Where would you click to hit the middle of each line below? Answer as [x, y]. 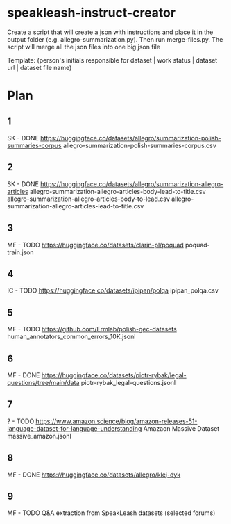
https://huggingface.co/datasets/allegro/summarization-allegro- [132, 184]
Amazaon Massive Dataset [181, 428]
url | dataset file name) [40, 67]
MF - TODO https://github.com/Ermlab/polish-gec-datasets [92, 329]
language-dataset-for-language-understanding [75, 428]
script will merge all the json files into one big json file [84, 47]
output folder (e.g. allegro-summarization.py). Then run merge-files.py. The [115, 39]
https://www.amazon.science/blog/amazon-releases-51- [117, 421]
